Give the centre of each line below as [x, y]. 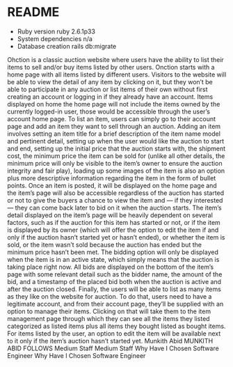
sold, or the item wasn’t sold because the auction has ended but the [104, 244]
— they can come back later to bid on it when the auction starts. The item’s [114, 208]
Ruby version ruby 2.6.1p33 [56, 31]
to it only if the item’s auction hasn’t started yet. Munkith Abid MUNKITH [110, 341]
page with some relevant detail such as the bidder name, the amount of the [115, 274]
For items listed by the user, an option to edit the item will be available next [114, 333]
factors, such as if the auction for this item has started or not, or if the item [114, 222]
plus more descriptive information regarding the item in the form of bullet [112, 178]
